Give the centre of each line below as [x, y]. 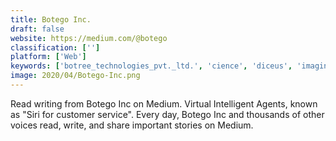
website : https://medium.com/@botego [89, 38]
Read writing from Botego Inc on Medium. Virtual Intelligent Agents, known [164, 103]
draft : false [37, 29]
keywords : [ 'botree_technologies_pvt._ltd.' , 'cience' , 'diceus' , [151, 66]
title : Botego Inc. [51, 19]
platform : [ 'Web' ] [48, 57]
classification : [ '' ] [55, 47]
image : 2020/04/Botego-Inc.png [75, 76]
